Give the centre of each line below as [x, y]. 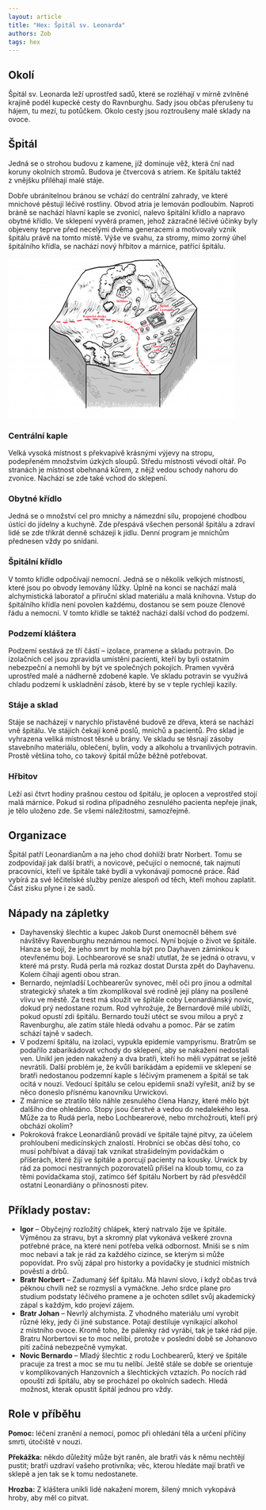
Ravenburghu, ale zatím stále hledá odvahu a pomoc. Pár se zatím [127, 1025]
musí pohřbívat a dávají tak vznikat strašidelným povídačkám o [122, 1152]
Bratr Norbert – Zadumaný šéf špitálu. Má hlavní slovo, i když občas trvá [138, 1280]
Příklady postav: [49, 1210]
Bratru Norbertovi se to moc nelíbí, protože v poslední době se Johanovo [138, 1339]
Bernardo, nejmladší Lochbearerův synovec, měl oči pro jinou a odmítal [135, 983]
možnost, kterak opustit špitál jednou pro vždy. [96, 1389]
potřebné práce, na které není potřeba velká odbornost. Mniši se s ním [134, 1246]
